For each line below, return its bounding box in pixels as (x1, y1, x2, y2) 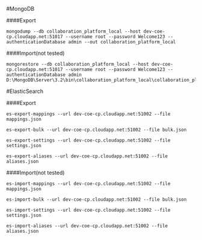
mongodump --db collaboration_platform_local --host (6, 28, 141, 34)
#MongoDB (6, 5, 35, 12)
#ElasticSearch (6, 87, 44, 95)
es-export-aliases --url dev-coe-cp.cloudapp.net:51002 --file (6, 153, 168, 159)
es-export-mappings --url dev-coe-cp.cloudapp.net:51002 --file (6, 111, 171, 117)
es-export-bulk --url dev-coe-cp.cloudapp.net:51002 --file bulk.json (6, 127, 187, 133)
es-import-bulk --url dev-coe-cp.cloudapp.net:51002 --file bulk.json (6, 197, 187, 203)
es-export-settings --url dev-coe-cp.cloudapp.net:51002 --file (6, 137, 171, 144)
